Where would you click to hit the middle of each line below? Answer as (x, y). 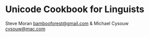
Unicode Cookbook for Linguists (75, 9)
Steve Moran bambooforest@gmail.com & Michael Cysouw (67, 23)
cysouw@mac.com (25, 28)
